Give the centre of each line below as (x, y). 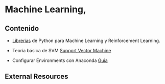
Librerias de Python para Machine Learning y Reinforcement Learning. (86, 40)
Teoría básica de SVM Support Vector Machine (62, 50)
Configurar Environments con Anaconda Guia (60, 60)
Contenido (22, 28)
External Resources (37, 77)
